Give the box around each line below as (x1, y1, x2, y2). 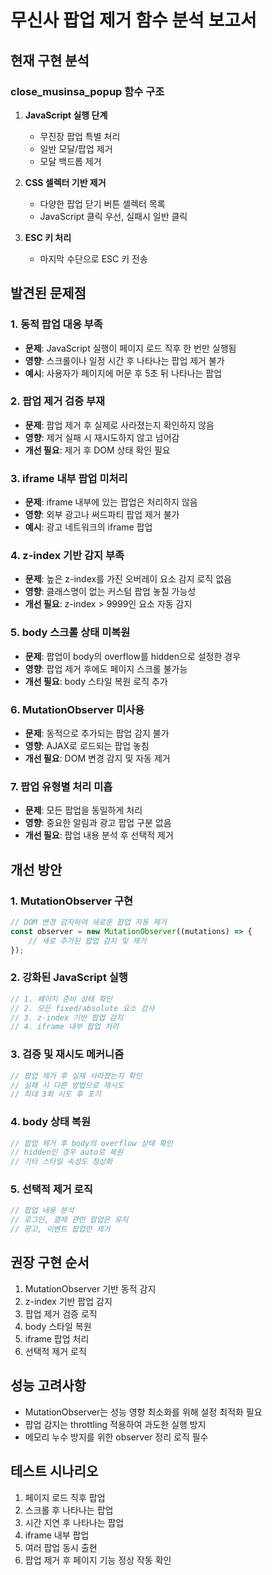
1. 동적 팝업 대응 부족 (10, 317, 103, 331)
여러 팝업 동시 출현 (24, 1541, 98, 1553)
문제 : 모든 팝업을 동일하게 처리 (24, 804, 143, 816)
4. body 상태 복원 (10, 1115, 91, 1129)
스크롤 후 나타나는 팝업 (24, 1504, 114, 1516)
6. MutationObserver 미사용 (10, 702, 145, 716)
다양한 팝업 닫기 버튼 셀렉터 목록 (39, 197, 166, 210)
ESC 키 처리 (24, 231, 72, 243)
